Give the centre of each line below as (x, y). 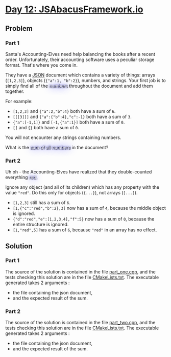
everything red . (21, 177)
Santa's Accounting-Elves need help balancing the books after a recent (80, 54)
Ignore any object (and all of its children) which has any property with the (82, 187)
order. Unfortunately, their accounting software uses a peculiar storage (80, 60)
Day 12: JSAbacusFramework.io (74, 9)
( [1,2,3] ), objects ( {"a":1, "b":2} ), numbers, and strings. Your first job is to (86, 80)
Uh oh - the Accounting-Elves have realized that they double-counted (79, 172)
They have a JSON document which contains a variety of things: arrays (80, 75)
